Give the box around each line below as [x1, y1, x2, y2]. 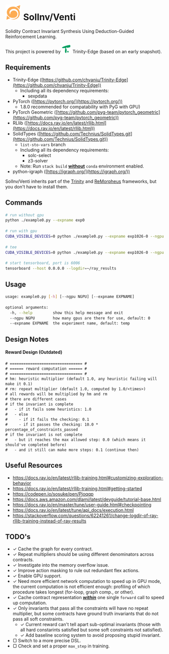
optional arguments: [5, 305, 49, 310]
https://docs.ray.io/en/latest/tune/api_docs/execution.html [12, 507, 134, 513]
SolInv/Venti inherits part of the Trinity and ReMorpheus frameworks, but [5, 178, 157, 184]
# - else [5, 412, 28, 417]
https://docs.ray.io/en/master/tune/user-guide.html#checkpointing [12, 502, 152, 508]
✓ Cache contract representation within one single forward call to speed [12, 595, 164, 601]
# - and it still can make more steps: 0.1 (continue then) [5, 447, 139, 452]
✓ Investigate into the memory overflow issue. [12, 562, 109, 568]
